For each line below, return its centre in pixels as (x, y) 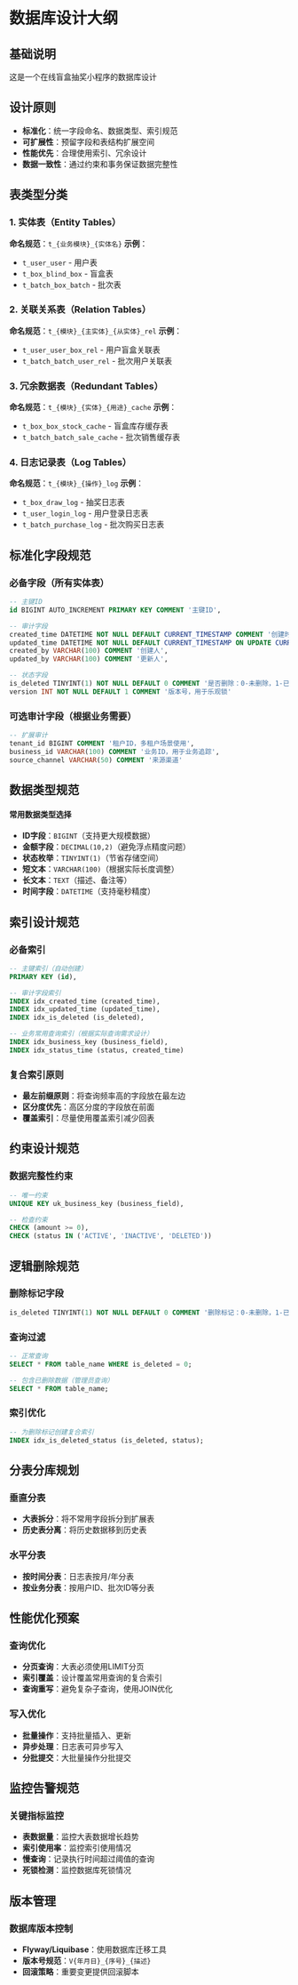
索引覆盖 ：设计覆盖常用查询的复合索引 (92, 1678)
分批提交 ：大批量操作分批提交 (76, 1757)
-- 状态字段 (29, 675)
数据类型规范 (44, 790)
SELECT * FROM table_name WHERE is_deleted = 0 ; (101, 1364)
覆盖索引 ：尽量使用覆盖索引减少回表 (88, 1118)
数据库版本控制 (41, 1928)
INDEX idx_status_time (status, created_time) (97, 1050)
